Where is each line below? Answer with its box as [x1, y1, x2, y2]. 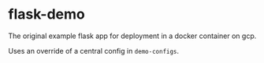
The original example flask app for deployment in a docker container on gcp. [8, 31, 257, 40]
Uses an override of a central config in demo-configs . [8, 46, 180, 55]
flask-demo [8, 5, 85, 23]
